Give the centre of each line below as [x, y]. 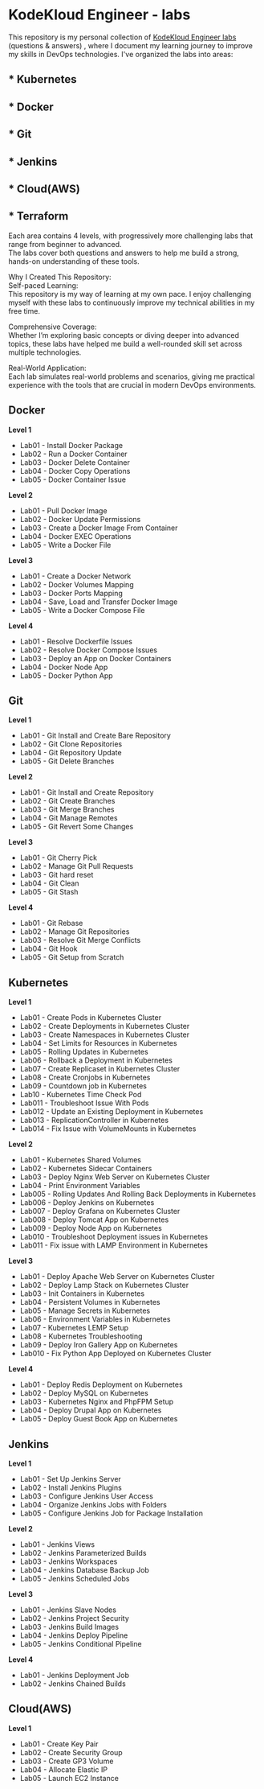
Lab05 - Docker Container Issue [73, 479]
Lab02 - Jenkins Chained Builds [73, 1684]
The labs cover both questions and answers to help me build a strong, [124, 253]
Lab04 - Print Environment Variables [80, 1186]
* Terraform [39, 216]
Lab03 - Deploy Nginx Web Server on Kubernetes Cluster [115, 1177]
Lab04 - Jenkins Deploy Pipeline [74, 1635]
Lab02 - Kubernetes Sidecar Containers [86, 1169]
